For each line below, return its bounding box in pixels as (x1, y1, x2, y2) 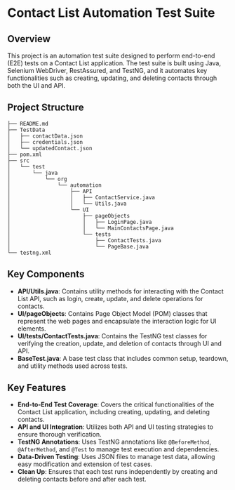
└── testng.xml (7, 249, 52, 256)
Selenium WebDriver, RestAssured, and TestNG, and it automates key (7, 67, 208, 74)
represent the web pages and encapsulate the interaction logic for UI (17, 317, 217, 325)
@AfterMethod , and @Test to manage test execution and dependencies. (17, 445, 220, 453)
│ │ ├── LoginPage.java (7, 218, 152, 225)
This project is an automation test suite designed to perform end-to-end (7, 51, 215, 60)
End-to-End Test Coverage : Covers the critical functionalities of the (17, 400, 215, 409)
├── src (7, 157, 30, 164)
